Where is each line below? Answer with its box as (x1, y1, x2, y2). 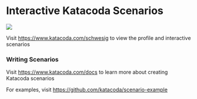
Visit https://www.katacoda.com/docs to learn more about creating (6, 69, 168, 76)
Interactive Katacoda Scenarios (6, 4, 163, 18)
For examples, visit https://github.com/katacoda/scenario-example (6, 86, 168, 93)
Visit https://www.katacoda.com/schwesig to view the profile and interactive (6, 34, 191, 42)
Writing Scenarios (6, 55, 59, 63)
